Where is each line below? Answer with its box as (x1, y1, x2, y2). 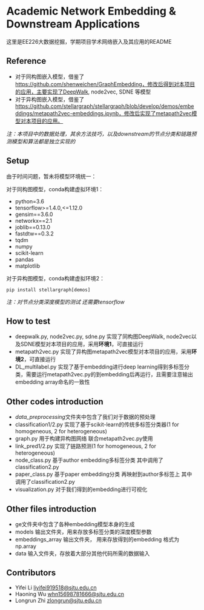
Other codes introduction (6, 396, 104, 407)
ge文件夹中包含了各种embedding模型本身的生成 (15, 521, 135, 527)
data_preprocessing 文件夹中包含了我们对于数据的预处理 (15, 413, 156, 421)
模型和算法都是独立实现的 (11, 138, 76, 145)
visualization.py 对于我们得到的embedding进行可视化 (15, 486, 148, 493)
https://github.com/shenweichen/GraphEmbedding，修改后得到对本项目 (15, 80, 196, 87)
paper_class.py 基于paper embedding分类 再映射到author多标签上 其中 (15, 470, 192, 478)
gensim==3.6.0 (15, 211, 53, 218)
